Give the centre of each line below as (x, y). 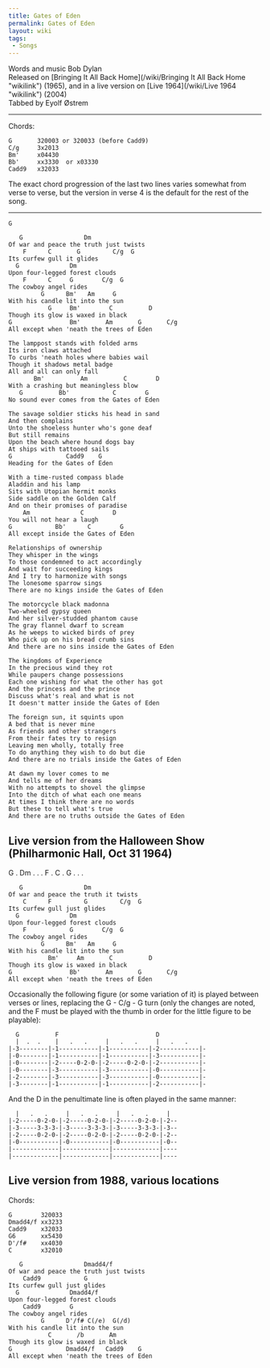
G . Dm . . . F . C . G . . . (46, 872)
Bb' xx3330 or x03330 (53, 162)
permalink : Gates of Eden (51, 23)
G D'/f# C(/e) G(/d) (86, 1320)
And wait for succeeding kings (61, 569)
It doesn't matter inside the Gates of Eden (84, 703)
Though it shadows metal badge (61, 365)
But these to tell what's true (61, 809)
